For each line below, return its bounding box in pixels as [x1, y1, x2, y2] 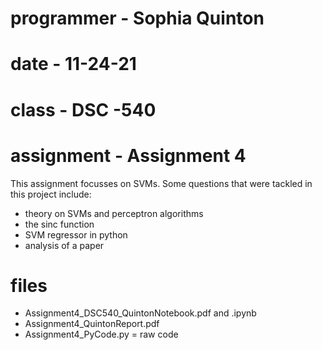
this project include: [10, 188, 92, 200]
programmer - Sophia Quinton [10, 7, 265, 30]
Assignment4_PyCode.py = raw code [24, 328, 179, 341]
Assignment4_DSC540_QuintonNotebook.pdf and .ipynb [24, 307, 257, 319]
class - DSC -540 [10, 98, 157, 121]
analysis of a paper [24, 239, 105, 251]
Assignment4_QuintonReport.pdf [24, 318, 160, 330]
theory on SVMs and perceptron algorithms [24, 207, 204, 219]
